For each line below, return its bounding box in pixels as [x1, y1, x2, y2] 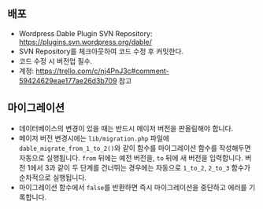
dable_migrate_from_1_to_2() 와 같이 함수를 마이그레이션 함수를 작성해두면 [18, 143, 251, 152]
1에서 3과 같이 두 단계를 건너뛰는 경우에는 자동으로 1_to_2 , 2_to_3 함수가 [27, 163, 251, 172]
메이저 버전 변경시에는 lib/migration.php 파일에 [18, 133, 170, 143]
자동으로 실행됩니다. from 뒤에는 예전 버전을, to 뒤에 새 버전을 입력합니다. [18, 152, 243, 163]
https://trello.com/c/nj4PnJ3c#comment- [35, 66, 170, 75]
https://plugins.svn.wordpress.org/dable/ [18, 37, 153, 46]
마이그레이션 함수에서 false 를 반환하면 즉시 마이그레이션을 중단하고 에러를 [18, 182, 247, 192]
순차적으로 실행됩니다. [18, 172, 87, 182]
